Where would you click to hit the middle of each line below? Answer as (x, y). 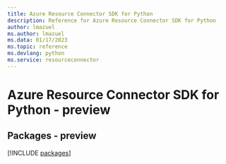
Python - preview (59, 110)
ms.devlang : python (36, 54)
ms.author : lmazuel (36, 34)
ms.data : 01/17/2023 (38, 40)
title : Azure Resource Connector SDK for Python (80, 14)
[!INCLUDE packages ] (39, 153)
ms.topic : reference (38, 47)
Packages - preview (52, 136)
